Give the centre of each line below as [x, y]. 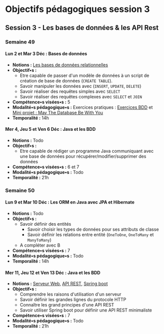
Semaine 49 [20, 42]
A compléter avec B [40, 245]
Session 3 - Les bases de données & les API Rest [82, 28]
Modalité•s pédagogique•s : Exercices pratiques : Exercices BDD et [82, 107]
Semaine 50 [20, 190]
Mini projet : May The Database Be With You [58, 112]
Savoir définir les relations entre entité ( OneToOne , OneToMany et [90, 235]
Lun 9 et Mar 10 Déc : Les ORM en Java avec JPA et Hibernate [70, 202]
